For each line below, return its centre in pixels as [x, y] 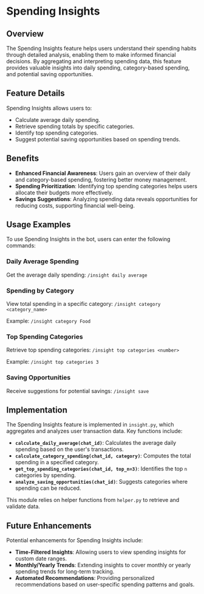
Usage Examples [39, 225]
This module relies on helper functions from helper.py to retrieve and [93, 500]
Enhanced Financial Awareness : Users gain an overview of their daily [103, 173]
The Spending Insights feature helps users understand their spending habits [101, 48]
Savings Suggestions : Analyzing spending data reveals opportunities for [106, 199]
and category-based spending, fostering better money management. [101, 179]
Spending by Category [40, 291]
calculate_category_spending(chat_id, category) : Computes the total [103, 456]
